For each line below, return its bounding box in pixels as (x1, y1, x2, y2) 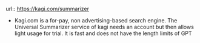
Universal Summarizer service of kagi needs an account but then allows (14, 24, 195, 30)
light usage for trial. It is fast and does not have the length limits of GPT (14, 30, 192, 37)
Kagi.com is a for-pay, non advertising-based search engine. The (14, 17, 178, 24)
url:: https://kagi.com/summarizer (5, 5, 89, 12)
